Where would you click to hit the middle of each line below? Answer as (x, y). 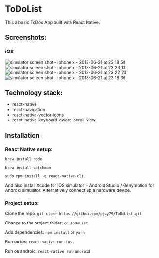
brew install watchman (28, 168)
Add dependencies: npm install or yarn (45, 232)
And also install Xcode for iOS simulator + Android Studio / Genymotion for (80, 185)
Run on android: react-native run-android (48, 251)
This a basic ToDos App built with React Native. (53, 22)
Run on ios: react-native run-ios (39, 242)
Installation (22, 135)
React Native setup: (29, 149)
